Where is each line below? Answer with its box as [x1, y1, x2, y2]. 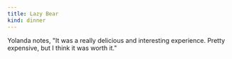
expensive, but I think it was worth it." [7, 44, 117, 52]
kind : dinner [7, 17, 46, 24]
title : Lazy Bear [7, 10, 59, 18]
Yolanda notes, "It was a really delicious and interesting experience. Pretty [7, 36, 226, 44]
